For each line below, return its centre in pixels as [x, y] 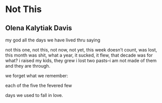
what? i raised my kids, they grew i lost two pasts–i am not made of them [81, 61]
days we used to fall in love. [34, 95]
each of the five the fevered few [39, 85]
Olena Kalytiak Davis [39, 28]
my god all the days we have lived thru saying [53, 40]
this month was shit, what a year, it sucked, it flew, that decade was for [79, 55]
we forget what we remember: [37, 76]
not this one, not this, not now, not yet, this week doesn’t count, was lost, [81, 50]
